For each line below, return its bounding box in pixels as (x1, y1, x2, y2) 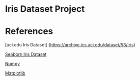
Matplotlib (5, 70, 26, 76)
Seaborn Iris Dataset (5, 51, 47, 57)
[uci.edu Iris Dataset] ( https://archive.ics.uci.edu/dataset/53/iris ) (5, 42, 136, 48)
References (5, 26, 53, 37)
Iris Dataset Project (5, 3, 85, 15)
